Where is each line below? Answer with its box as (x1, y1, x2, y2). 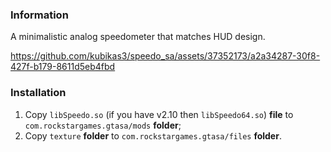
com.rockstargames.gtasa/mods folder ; (24, 119, 182, 131)
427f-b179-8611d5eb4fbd (10, 61, 116, 73)
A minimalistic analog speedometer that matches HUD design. (10, 31, 266, 43)
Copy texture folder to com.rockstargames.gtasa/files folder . (24, 129, 282, 142)
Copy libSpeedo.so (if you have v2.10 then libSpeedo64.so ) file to (24, 108, 294, 120)
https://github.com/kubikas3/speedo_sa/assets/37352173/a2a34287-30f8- (10, 50, 321, 62)
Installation (10, 86, 67, 100)
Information (10, 8, 69, 22)
